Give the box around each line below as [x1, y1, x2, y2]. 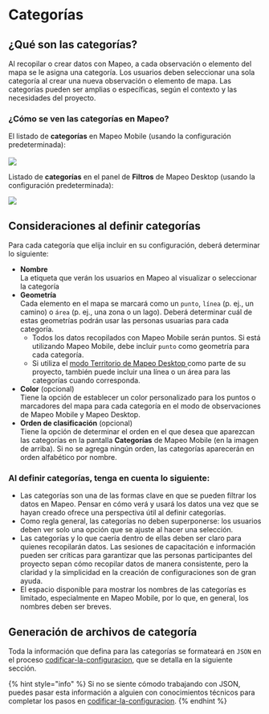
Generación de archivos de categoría [8, 625, 198, 638]
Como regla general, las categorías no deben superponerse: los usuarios [19, 516, 262, 526]
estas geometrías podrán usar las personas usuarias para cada [19, 316, 229, 326]
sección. [8, 663, 37, 673]
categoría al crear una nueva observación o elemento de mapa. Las [8, 76, 231, 85]
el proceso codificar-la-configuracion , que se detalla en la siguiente [8, 655, 233, 665]
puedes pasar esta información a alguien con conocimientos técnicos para [8, 687, 255, 697]
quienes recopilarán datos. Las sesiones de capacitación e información [19, 542, 256, 552]
